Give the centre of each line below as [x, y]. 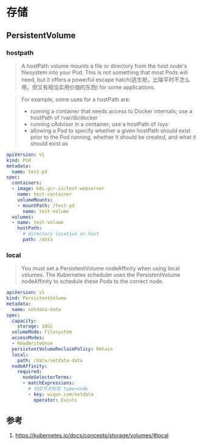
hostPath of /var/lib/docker [64, 117]
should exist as [49, 143]
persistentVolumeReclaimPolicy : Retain [62, 349]
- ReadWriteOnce [32, 344]
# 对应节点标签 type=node [58, 389]
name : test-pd [30, 172]
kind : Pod [19, 160]
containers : [27, 183]
